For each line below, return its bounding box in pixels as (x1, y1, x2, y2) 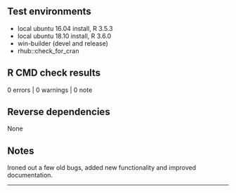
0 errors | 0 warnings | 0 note (7, 86, 93, 94)
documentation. (7, 171, 53, 180)
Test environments (7, 6, 91, 18)
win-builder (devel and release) (17, 39, 109, 48)
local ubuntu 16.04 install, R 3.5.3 (17, 24, 114, 32)
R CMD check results (7, 67, 101, 79)
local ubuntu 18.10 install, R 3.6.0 (17, 32, 112, 40)
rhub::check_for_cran (17, 46, 79, 55)
